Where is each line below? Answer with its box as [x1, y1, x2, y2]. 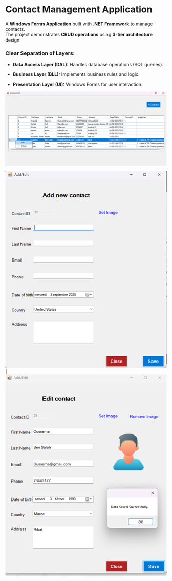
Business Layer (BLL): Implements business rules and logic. [12, 71, 140, 77]
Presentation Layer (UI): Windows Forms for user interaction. [12, 81, 143, 88]
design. [5, 37, 21, 43]
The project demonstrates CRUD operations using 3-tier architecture [5, 31, 153, 37]
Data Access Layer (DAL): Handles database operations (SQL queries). [12, 62, 164, 68]
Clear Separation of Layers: [5, 50, 75, 57]
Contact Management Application [5, 4, 153, 15]
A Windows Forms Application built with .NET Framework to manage [5, 21, 153, 27]
